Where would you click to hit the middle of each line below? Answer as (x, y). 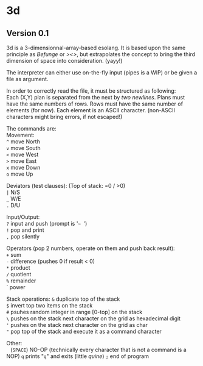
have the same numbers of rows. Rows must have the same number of (95, 104)
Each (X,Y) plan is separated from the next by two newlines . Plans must (96, 97)
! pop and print (25, 230)
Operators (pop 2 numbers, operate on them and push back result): (91, 248)
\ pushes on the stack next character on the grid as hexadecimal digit (94, 318)
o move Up (20, 174)
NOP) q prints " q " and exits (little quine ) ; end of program (77, 356)
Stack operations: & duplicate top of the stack (63, 299)
